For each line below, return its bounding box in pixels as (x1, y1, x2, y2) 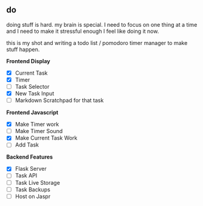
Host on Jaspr (15, 193, 51, 200)
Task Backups (15, 185, 50, 193)
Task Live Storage (15, 179, 61, 186)
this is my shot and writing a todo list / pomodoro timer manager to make (6, 39, 188, 46)
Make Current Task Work (15, 134, 78, 142)
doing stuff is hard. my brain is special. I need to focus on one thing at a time (6, 21, 198, 28)
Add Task (15, 141, 39, 148)
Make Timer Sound (15, 128, 63, 135)
